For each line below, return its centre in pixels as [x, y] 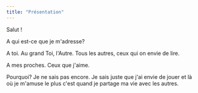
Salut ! [14, 29]
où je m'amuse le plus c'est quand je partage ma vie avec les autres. [93, 83]
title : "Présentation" [35, 12]
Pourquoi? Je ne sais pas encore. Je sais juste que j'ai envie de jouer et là [99, 76]
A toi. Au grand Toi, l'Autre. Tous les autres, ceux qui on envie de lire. [93, 53]
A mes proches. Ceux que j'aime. [48, 65]
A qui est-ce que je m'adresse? [46, 41]
